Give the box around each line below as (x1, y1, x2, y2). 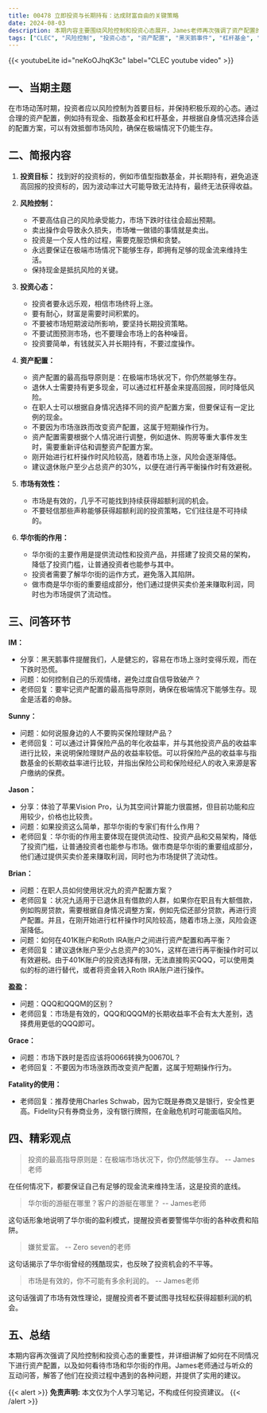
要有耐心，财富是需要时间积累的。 (31, 308, 144, 318)
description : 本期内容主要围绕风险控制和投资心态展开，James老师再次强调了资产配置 (8, 26, 256, 34)
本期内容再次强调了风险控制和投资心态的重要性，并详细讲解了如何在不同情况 (8, 1351, 259, 1360)
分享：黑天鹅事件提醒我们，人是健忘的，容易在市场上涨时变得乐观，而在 (19, 654, 257, 664)
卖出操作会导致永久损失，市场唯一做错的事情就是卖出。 (31, 224, 213, 235)
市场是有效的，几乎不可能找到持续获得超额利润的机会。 (31, 495, 213, 505)
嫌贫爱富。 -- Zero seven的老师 (27, 1242, 131, 1251)
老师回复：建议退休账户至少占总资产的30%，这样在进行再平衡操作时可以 (19, 945, 259, 954)
